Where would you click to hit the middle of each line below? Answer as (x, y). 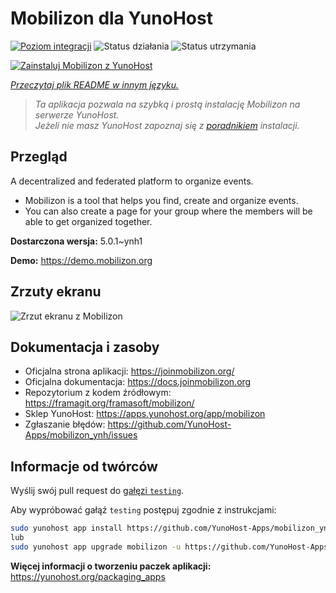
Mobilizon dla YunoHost (111, 18)
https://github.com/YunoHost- (169, 424)
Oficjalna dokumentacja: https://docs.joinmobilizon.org (138, 382)
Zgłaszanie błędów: (65, 424)
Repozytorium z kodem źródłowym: (98, 393)
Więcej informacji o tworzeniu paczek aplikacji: (111, 566)
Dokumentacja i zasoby (85, 347)
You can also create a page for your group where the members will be (168, 211)
